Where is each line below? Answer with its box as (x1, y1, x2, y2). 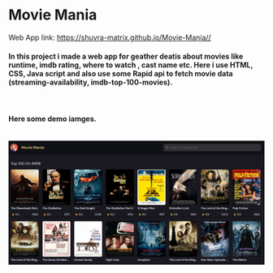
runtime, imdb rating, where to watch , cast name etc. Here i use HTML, (8, 59, 253, 70)
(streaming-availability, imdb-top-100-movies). (8, 77, 173, 87)
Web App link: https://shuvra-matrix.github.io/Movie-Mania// (8, 32, 211, 42)
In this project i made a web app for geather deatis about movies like (8, 51, 244, 61)
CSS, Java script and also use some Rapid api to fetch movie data (8, 68, 233, 78)
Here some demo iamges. (8, 114, 97, 123)
